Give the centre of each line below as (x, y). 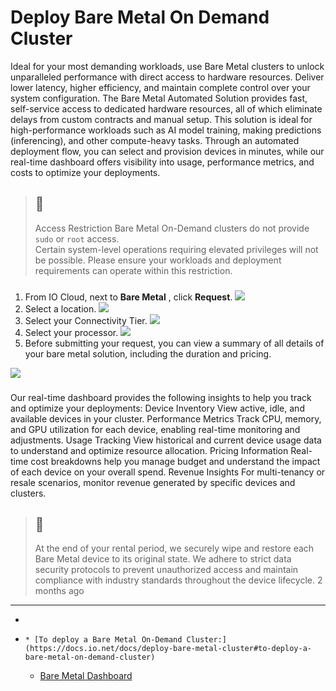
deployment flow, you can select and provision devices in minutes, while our (167, 151)
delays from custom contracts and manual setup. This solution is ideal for (161, 119)
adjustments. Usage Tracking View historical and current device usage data (166, 440)
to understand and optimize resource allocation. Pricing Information (149, 450)
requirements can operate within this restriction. (133, 270)
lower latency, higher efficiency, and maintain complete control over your (160, 87)
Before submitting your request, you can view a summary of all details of (174, 343)
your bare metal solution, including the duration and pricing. (148, 353)
